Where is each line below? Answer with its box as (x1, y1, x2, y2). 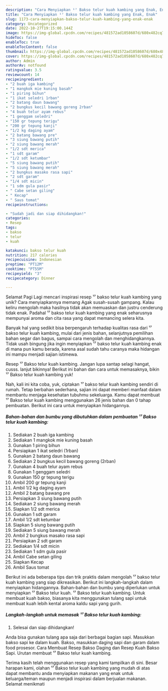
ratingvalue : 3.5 (5, 68, 42, 73)
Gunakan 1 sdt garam (12, 511, 57, 517)
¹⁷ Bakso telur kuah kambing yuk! (5, 371, 74, 377)
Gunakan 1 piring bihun (12, 442, 60, 448)
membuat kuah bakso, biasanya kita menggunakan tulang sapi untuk (5, 595, 147, 601)
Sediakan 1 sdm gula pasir (12, 548, 67, 554)
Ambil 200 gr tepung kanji (12, 479, 66, 485)
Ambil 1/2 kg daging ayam (12, 484, 66, 490)
